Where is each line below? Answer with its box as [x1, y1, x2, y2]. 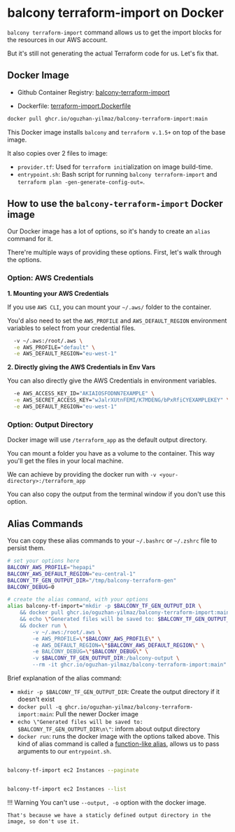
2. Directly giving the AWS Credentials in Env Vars [7, 363, 156, 371]
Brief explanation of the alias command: [7, 674, 122, 683]
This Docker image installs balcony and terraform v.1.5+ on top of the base [7, 128, 226, 136]
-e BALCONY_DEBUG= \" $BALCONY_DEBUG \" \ [32, 648, 149, 655]
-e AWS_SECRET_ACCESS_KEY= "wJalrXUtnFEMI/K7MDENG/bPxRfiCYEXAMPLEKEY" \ [13, 397, 230, 404]
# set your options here [7, 557, 80, 565]
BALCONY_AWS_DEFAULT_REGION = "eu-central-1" [7, 570, 136, 578]
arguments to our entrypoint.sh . [17, 747, 112, 756]
